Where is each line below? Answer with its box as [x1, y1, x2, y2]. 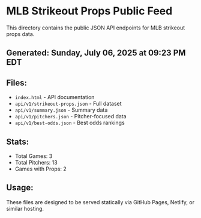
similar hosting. [6, 205, 44, 212]
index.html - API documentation [14, 94, 95, 101]
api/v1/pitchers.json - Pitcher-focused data [14, 113, 127, 120]
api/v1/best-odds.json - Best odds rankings [14, 119, 125, 127]
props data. [6, 30, 35, 37]
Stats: [6, 136, 29, 147]
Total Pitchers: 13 [14, 159, 58, 166]
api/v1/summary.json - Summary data [14, 106, 108, 114]
